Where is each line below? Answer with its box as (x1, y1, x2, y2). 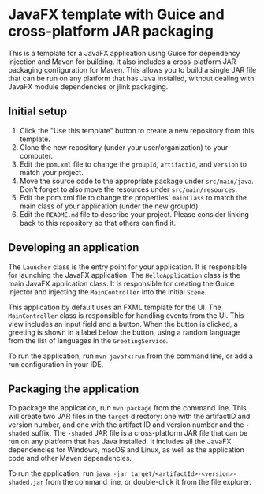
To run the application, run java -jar (8, 469, 128, 478)
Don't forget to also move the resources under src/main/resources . (19, 184, 238, 194)
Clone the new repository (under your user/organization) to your (19, 142, 229, 152)
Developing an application (8, 241, 139, 254)
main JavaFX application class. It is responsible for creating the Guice (8, 279, 235, 288)
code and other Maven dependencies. (8, 454, 132, 463)
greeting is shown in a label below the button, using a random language (8, 327, 240, 337)
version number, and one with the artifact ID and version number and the (8, 420, 244, 429)
